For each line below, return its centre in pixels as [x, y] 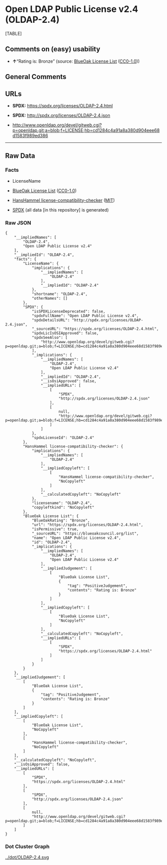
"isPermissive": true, [55, 529]
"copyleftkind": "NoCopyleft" [63, 507]
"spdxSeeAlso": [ [50, 337]
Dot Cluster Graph [27, 846]
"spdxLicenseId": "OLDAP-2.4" [63, 437]
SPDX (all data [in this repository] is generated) [61, 210]
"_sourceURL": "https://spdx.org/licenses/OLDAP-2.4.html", [95, 329]
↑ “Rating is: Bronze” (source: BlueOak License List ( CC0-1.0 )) [76, 61]
